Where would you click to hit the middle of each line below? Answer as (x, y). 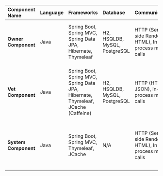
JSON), (143, 89)
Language (52, 13)
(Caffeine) (80, 113)
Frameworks (83, 13)
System (16, 142)
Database (114, 13)
